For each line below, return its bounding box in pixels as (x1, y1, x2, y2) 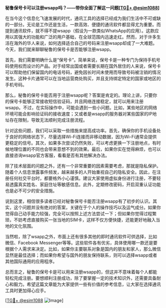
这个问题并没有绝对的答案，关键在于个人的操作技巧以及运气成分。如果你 (13, 204, 161, 210)
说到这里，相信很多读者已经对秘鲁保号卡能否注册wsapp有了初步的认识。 (5, 198, 153, 204)
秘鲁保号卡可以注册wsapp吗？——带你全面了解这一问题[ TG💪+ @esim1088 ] (5, 5, 160, 10)
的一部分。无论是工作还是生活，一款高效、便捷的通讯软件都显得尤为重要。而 (5, 22, 161, 27)
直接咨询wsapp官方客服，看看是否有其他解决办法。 (5, 152, 110, 158)
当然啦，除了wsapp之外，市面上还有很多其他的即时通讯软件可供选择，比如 (5, 234, 157, 240)
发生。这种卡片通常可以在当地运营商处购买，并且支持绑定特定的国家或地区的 (5, 75, 161, 81)
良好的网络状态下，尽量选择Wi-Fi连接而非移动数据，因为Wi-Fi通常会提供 (9, 134, 157, 139)
